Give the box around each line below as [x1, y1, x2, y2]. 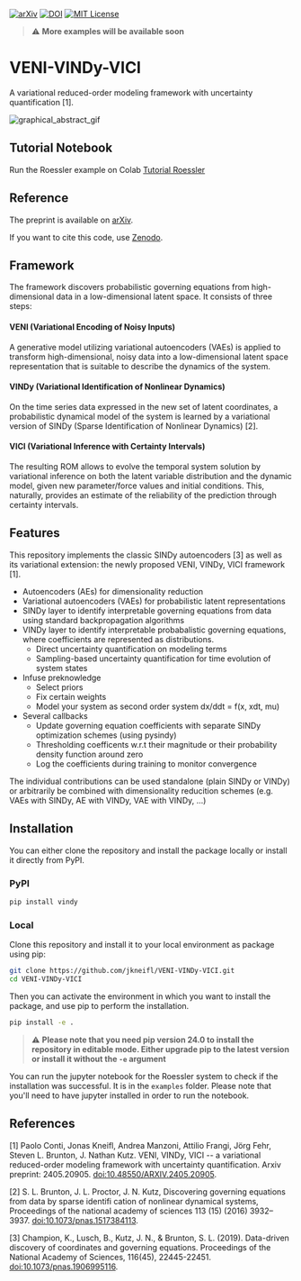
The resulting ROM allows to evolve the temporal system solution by [9, 460, 261, 472]
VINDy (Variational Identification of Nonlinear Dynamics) [9, 381, 226, 392]
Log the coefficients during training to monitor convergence [35, 758, 258, 769]
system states [35, 662, 88, 673]
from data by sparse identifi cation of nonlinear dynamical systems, [9, 1195, 259, 1206]
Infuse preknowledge [22, 672, 102, 683]
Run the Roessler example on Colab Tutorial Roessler [9, 164, 206, 175]
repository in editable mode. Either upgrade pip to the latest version [31, 1043, 290, 1054]
